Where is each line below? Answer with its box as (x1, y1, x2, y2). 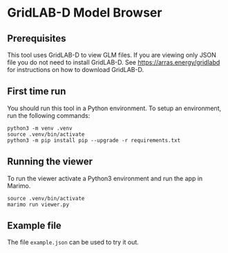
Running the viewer (7, 156, 93, 168)
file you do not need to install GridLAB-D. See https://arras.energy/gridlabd (7, 58, 220, 67)
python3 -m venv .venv (7, 125, 73, 132)
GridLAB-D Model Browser (7, 5, 162, 21)
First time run (7, 85, 66, 98)
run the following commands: (7, 111, 91, 119)
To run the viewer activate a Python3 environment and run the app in (7, 174, 203, 182)
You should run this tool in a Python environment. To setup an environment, (7, 104, 222, 112)
